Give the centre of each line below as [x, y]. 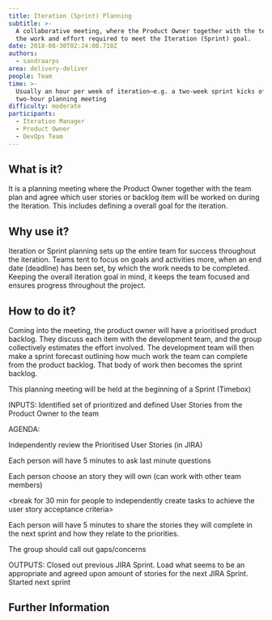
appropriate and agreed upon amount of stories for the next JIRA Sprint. [128, 574]
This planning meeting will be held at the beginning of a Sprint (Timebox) [130, 389]
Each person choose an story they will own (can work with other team [125, 477]
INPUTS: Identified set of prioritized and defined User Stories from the [125, 405]
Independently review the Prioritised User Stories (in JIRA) [106, 445]
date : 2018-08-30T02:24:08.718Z [63, 46]
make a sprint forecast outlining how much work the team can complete [128, 357]
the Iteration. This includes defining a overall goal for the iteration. [118, 206]
